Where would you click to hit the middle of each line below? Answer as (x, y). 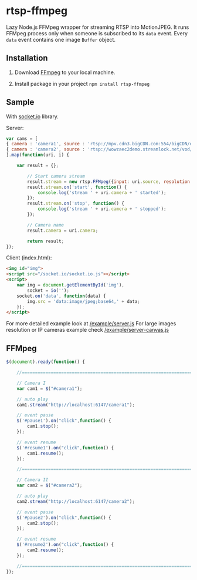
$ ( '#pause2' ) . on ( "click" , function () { (64, 518)
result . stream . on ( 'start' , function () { (77, 187)
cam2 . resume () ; (46, 550)
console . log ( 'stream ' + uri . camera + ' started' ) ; (102, 192)
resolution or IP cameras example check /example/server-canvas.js (87, 330)
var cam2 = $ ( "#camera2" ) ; (50, 486)
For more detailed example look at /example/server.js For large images (91, 324)
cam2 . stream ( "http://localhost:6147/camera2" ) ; (76, 501)
